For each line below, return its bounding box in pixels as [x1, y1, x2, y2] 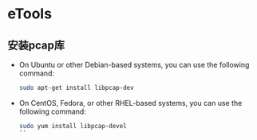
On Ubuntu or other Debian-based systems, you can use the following [18, 60, 250, 69]
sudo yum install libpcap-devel [18, 122, 127, 130]
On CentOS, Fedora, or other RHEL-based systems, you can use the [18, 98, 243, 107]
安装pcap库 [7, 38, 65, 52]
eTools [7, 5, 53, 23]
